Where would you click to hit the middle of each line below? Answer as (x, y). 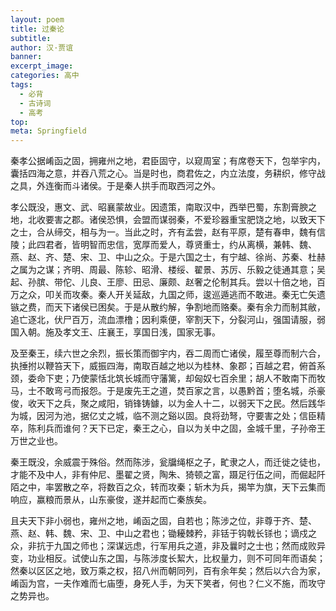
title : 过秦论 (37, 29)
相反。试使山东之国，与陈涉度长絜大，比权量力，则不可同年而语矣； (185, 558)
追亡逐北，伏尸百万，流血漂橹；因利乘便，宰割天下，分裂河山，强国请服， (163, 320)
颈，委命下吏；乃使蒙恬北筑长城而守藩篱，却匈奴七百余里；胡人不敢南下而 (163, 378)
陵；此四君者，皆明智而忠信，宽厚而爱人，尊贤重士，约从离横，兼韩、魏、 (163, 245)
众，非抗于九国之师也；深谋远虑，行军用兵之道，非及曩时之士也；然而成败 (163, 546)
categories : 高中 (45, 76)
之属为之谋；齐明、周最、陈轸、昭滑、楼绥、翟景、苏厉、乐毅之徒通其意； (163, 270)
